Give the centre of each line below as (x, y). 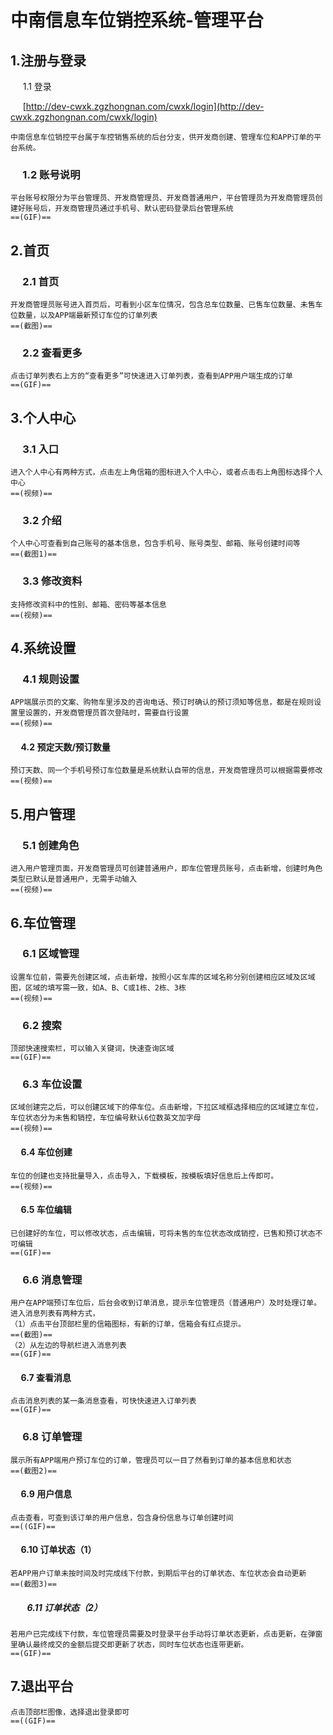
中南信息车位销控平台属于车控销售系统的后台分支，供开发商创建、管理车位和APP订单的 (162, 137)
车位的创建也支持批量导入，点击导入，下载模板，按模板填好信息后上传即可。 (144, 1176)
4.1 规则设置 (51, 679)
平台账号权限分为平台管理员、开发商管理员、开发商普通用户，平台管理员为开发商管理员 (163, 198)
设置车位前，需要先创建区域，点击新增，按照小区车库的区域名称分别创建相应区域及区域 (163, 977)
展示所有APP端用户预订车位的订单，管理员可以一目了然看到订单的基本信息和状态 (151, 1460)
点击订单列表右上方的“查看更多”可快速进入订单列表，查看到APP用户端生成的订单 (151, 376)
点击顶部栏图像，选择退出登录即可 (70, 1712)
